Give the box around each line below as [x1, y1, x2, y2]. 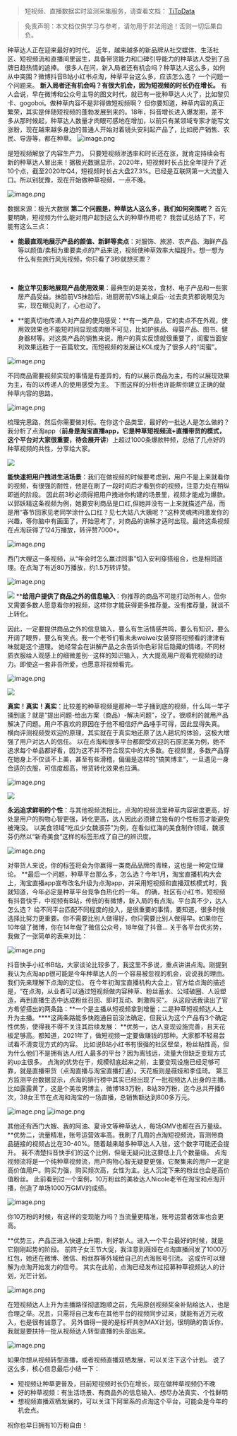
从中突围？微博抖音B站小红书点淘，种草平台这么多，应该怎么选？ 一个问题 [7, 72, 224, 81]
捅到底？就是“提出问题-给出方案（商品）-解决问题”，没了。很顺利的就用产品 [7, 711, 229, 719]
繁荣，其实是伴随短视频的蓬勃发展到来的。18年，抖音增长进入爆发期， [7, 107, 212, 116]
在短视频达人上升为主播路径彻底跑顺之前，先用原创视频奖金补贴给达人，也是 [7, 1300, 230, 1309]
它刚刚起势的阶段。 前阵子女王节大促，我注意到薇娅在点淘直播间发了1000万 [7, 1245, 228, 1254]
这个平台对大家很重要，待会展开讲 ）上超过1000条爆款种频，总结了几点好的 [7, 436, 226, 444]
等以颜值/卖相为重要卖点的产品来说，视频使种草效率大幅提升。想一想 [17, 246, 218, 254]
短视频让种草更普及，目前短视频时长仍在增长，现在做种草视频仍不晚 [17, 1379, 216, 1388]
